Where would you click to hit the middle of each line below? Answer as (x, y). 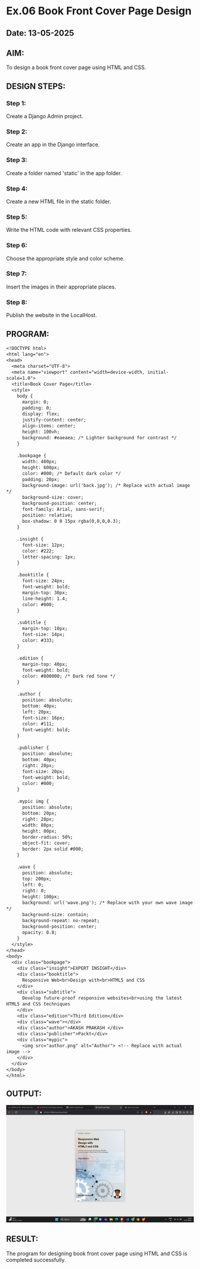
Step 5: (17, 217)
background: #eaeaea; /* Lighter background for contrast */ (99, 438)
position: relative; (47, 515)
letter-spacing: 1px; (49, 557)
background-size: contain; (55, 914)
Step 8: (17, 302)
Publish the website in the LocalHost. (51, 315)
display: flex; (41, 414)
